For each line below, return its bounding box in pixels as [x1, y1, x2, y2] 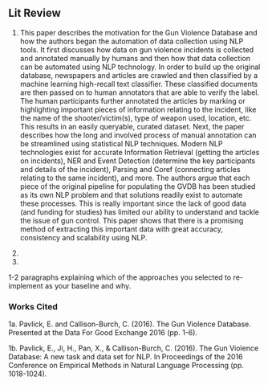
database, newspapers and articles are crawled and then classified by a [19, 70, 258, 80]
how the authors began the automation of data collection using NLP [19, 36, 244, 46]
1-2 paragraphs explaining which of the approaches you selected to [8, 272, 232, 282]
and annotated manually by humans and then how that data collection [19, 53, 251, 63]
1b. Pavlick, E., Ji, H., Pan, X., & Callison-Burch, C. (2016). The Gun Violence [8, 343, 259, 353]
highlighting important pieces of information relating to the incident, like [19, 104, 257, 114]
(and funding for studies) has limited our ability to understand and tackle [19, 207, 259, 216]
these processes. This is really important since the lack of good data [19, 199, 247, 208]
